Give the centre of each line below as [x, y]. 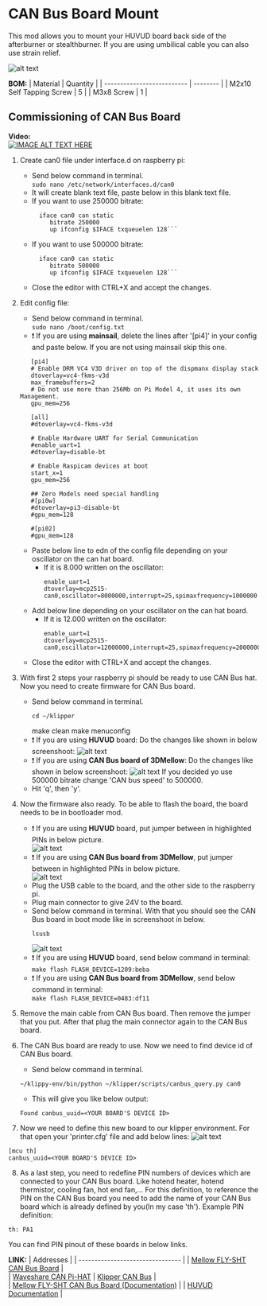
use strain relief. [35, 52]
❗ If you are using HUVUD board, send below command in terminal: [141, 957]
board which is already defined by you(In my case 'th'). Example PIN [132, 1207]
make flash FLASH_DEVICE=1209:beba [90, 970]
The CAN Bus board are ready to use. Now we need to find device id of [136, 1045]
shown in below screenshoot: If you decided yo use [132, 772]
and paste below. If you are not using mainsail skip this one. [129, 347]
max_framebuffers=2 [63, 383]
